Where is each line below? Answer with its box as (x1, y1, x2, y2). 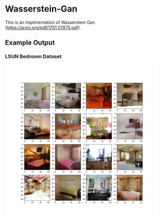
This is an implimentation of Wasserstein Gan (5, 19, 96, 25)
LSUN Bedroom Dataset (5, 53, 62, 60)
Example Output (5, 39, 55, 47)
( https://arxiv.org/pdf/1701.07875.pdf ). (5, 24, 81, 30)
